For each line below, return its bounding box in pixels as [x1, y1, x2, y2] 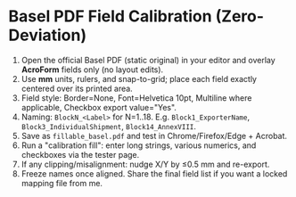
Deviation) [8, 25, 87, 45]
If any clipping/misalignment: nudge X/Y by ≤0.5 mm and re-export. [21, 159, 270, 169]
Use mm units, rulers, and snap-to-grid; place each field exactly [21, 73, 258, 84]
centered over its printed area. [21, 83, 133, 94]
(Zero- [215, 6, 265, 27]
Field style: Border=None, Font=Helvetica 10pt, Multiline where [21, 92, 252, 103]
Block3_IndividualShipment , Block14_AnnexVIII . [21, 120, 197, 131]
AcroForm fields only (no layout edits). [21, 64, 164, 75]
